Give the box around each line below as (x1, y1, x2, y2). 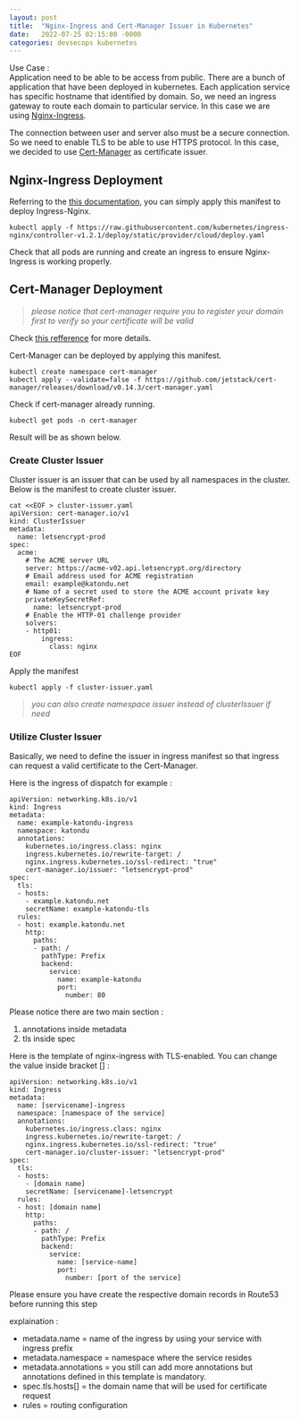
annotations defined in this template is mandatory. (21, 1372, 207, 1382)
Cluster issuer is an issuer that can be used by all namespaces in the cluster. (9, 474, 291, 485)
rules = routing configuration (21, 1400, 128, 1411)
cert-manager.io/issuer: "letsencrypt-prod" (25, 866, 194, 875)
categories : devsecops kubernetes (9, 38, 138, 47)
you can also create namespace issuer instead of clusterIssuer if (30, 699, 271, 710)
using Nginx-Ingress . (9, 110, 87, 121)
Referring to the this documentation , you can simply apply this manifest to (9, 196, 281, 207)
